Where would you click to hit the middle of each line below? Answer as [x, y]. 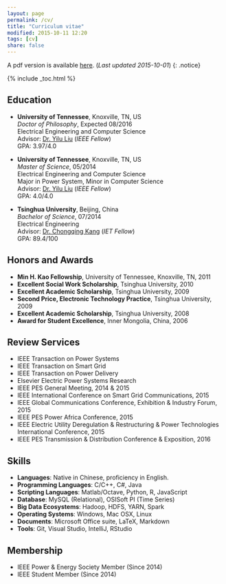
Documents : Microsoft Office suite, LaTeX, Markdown [93, 521]
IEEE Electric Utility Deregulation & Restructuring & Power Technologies [118, 425]
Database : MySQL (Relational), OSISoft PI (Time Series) [96, 499]
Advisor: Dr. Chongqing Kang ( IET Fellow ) [76, 231]
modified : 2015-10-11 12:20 [47, 33]
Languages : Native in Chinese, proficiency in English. [93, 478]
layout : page [26, 13]
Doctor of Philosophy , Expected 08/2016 [75, 124]
